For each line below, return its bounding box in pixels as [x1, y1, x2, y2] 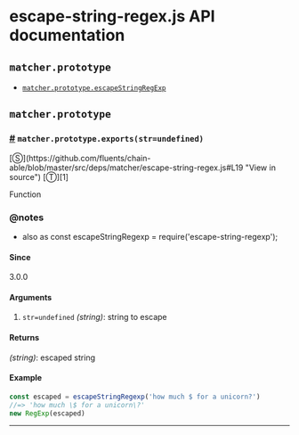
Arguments [9, 291, 53, 302]
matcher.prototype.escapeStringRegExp [21, 84, 166, 93]
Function [9, 189, 42, 200]
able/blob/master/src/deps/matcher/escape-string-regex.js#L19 [9, 162, 244, 173]
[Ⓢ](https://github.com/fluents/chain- [9, 152, 151, 163]
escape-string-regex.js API [9, 6, 215, 27]
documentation [9, 25, 125, 45]
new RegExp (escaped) [9, 408, 86, 418]
